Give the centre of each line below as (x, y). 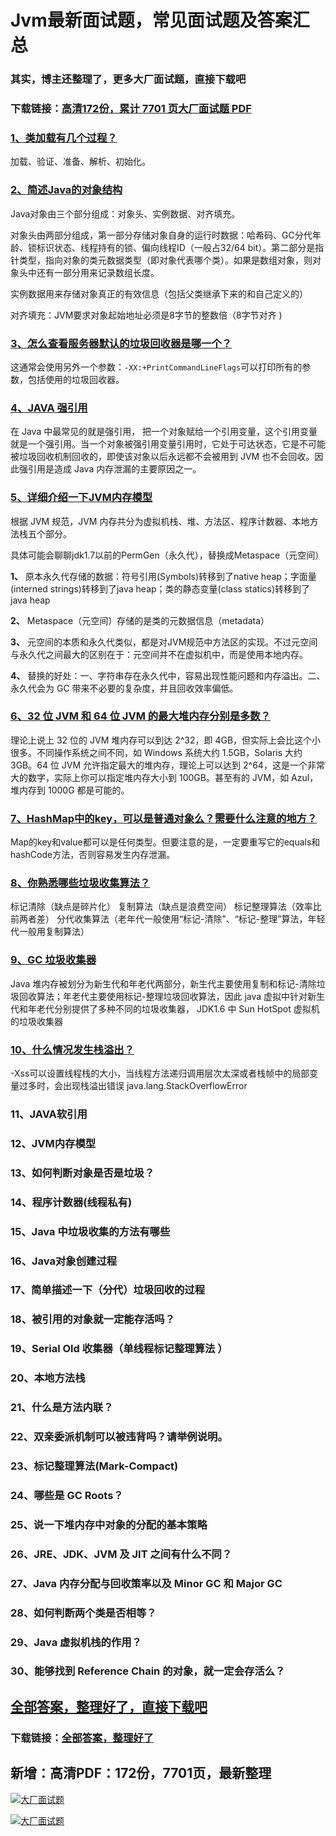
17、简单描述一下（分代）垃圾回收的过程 (108, 1290)
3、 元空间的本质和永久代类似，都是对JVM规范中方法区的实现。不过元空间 (164, 642)
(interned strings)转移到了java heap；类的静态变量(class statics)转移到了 (160, 588)
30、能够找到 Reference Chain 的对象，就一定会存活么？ (148, 1671)
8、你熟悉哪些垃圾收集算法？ (80, 883)
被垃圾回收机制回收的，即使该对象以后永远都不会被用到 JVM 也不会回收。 (162, 457)
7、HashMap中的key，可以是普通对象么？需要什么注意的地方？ (164, 818)
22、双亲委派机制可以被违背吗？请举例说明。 (119, 1437)
